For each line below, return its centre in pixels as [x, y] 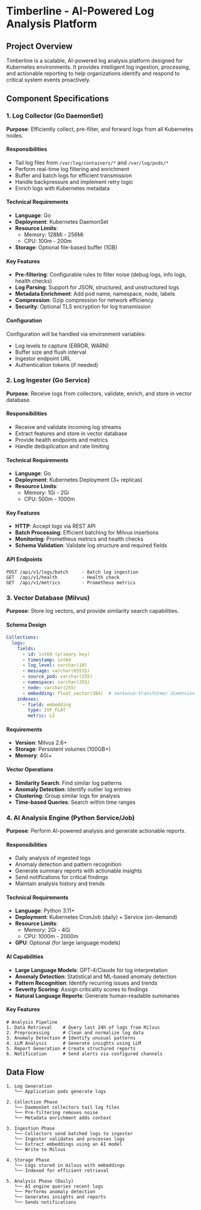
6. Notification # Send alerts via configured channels [85, 1054]
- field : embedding [46, 704]
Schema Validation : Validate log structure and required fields [91, 545]
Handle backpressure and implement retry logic [74, 181]
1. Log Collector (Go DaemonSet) [55, 116]
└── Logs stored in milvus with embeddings [70, 1165]
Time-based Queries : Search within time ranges [75, 802]
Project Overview [39, 46]
